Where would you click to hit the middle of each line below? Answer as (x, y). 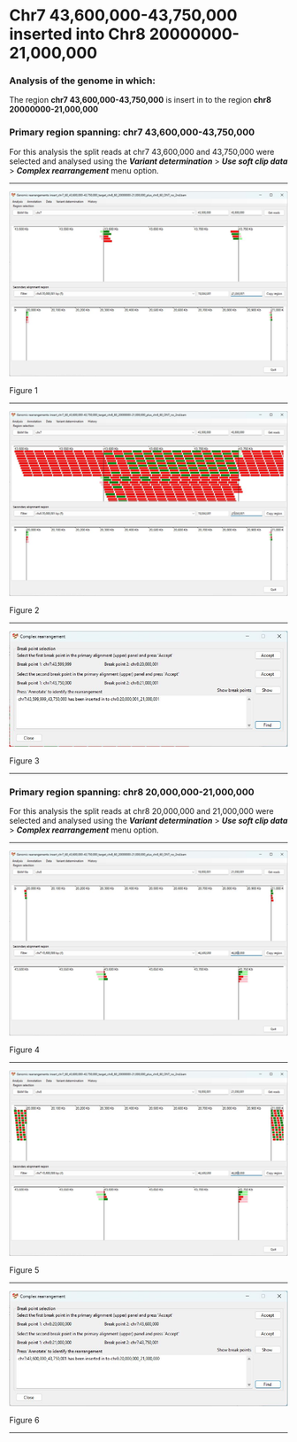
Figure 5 (24, 1270)
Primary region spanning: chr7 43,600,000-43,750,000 (132, 132)
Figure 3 (24, 760)
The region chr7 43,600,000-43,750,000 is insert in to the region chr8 (141, 100)
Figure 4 (24, 1050)
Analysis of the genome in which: (83, 81)
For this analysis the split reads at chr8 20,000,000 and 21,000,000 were (141, 811)
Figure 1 (23, 390)
